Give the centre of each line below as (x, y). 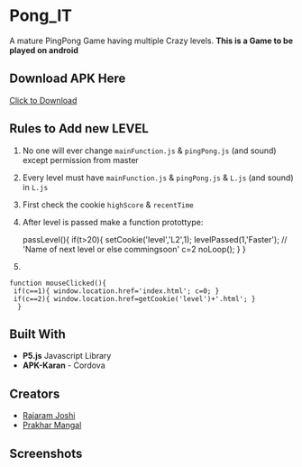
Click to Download (43, 100)
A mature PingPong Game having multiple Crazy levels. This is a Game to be (151, 41)
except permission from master (81, 160)
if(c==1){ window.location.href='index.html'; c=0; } (116, 291)
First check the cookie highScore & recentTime (108, 205)
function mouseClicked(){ (58, 283)
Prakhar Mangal (52, 426)
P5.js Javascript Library (67, 356)
